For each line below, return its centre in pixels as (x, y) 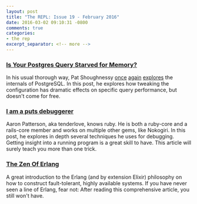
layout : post (22, 11)
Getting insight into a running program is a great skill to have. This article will (99, 143)
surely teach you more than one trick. (51, 149)
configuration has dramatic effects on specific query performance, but (92, 90)
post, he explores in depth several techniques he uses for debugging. (90, 137)
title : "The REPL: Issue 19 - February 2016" (63, 17)
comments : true (25, 28)
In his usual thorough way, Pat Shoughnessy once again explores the (90, 77)
